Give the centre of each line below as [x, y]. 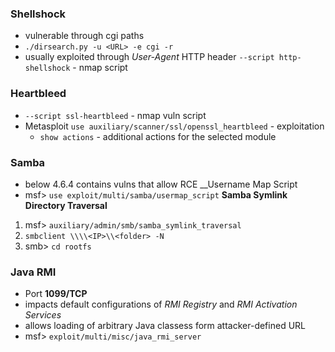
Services [43, 315]
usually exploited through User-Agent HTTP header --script [149, 57]
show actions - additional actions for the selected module [158, 136]
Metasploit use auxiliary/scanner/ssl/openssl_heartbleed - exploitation [174, 126]
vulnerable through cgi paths [84, 36]
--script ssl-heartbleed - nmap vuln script [115, 115]
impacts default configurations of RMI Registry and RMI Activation [161, 304]
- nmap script [100, 68]
